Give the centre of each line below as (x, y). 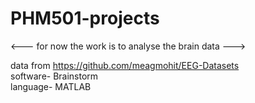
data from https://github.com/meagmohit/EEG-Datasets (125, 65)
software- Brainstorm (54, 76)
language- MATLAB (51, 86)
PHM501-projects (85, 18)
